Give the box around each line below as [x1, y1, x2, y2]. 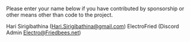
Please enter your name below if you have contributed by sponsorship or [6, 5, 185, 12]
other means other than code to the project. [6, 11, 113, 18]
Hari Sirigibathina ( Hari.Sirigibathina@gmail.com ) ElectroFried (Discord [6, 23, 179, 30]
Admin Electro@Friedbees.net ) [6, 29, 81, 36]
